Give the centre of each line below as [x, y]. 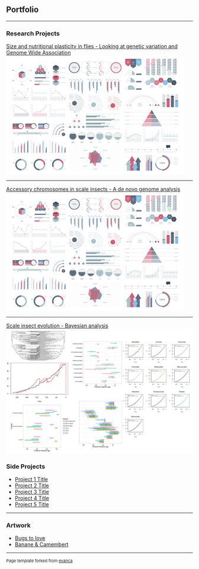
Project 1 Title [31, 480]
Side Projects [26, 466]
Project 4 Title [32, 498]
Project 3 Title [32, 492]
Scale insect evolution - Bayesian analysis [57, 326]
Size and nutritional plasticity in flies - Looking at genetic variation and [92, 46]
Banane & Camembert [41, 545]
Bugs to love [30, 538]
